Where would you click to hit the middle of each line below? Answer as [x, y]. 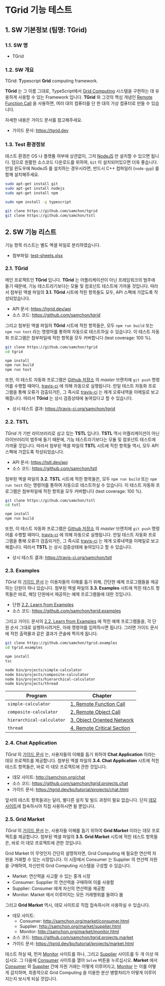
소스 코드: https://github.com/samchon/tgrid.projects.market [73, 937]
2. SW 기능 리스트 [31, 232]
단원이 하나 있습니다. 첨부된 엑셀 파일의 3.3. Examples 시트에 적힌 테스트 [84, 588]
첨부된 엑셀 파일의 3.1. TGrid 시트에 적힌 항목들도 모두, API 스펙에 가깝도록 [82, 292]
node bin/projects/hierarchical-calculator [50, 679]
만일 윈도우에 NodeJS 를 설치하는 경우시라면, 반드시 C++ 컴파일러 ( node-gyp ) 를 [82, 169]
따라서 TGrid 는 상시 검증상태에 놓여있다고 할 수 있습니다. [78, 398]
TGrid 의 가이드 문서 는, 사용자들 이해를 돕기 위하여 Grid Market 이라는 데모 [78, 830]
